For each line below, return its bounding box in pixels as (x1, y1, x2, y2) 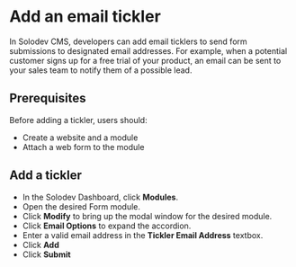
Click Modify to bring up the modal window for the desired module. (22, 210, 273, 221)
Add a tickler (9, 168, 83, 183)
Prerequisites (9, 91, 86, 106)
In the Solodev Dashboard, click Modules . (22, 191, 178, 202)
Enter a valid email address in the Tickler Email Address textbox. (22, 229, 264, 240)
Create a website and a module (22, 132, 139, 143)
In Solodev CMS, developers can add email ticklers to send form (9, 36, 247, 47)
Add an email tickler (9, 6, 162, 27)
